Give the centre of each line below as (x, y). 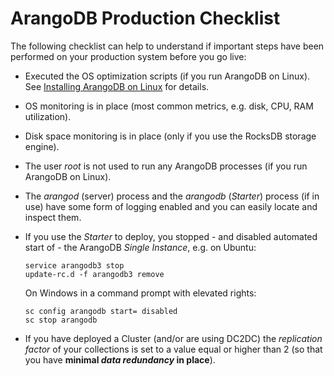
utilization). (48, 116)
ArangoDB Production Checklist (145, 18)
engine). (42, 146)
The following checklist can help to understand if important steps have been (167, 46)
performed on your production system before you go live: (128, 56)
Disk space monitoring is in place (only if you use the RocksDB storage (170, 136)
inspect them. (53, 217)
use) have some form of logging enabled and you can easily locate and (171, 206)
